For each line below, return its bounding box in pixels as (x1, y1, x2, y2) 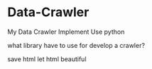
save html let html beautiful (7, 54, 87, 63)
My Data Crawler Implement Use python (7, 27, 125, 36)
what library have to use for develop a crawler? (7, 41, 146, 49)
